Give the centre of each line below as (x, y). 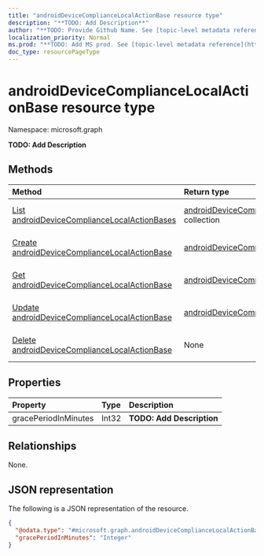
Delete (24, 339)
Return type (206, 191)
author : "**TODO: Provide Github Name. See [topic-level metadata (119, 30)
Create (25, 243)
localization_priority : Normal (59, 37)
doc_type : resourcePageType (54, 52)
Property (29, 405)
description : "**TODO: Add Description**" (79, 23)
